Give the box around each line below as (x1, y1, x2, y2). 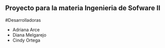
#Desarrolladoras (5, 17, 41, 23)
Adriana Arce (12, 27, 40, 33)
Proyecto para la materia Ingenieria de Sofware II (5, 4, 160, 12)
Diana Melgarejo (12, 32, 47, 38)
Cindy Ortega (12, 37, 41, 43)
